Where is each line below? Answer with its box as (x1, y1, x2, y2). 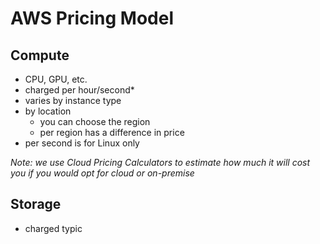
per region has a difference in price (39, 127, 185, 138)
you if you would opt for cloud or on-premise (10, 167, 195, 179)
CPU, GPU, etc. (24, 73, 88, 85)
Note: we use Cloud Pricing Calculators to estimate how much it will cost (10, 157, 311, 168)
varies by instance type (24, 95, 122, 106)
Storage (10, 196, 62, 213)
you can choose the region (39, 116, 151, 127)
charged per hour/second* (24, 84, 135, 96)
